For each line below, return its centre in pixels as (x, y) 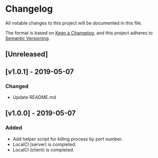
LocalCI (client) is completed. (43, 150)
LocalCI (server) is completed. (44, 144)
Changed (17, 86)
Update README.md (34, 97)
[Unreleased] (27, 54)
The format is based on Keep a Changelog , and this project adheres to (79, 33)
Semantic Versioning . (28, 38)
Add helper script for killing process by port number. (68, 139)
